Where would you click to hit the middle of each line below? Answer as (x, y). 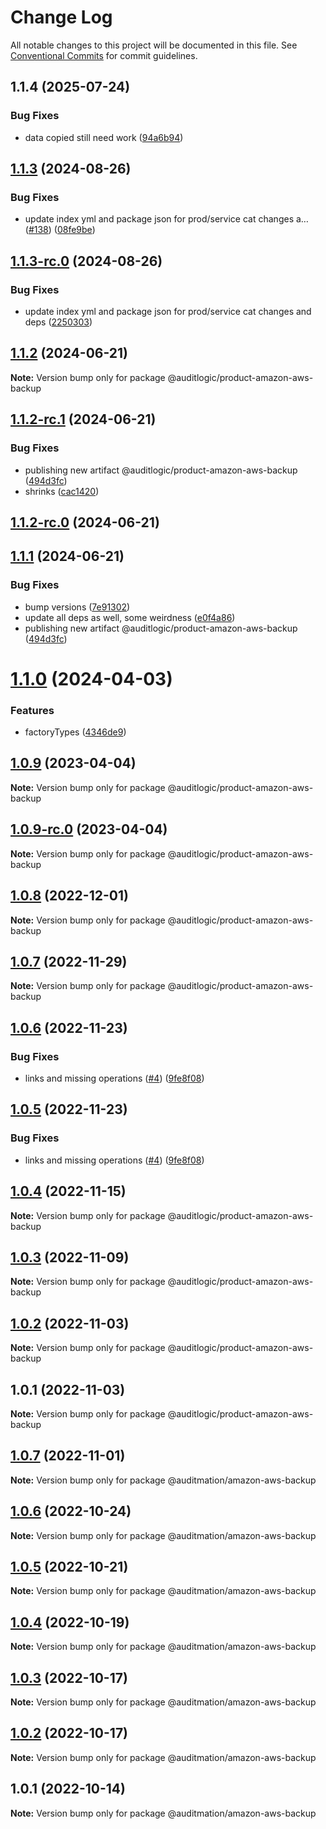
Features (32, 710)
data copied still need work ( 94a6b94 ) (104, 137)
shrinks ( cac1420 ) (62, 491)
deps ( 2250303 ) (58, 322)
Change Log (61, 17)
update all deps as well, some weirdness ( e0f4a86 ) (130, 617)
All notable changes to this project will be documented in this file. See (154, 45)
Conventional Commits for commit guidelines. (104, 55)
